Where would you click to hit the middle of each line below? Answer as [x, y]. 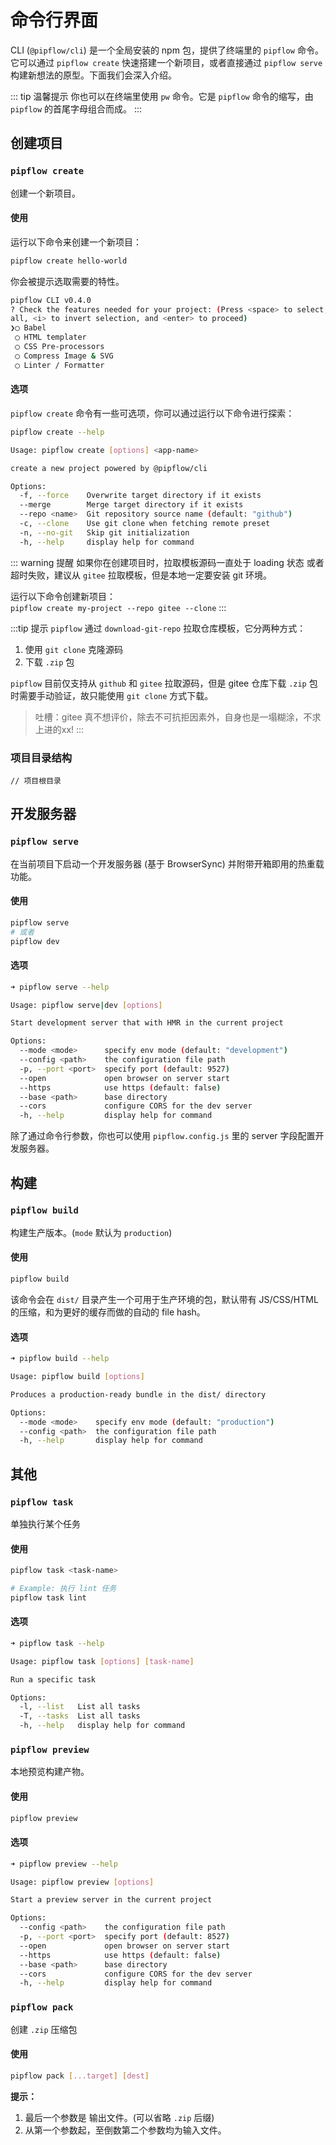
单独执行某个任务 [45, 1523]
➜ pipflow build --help [60, 1359]
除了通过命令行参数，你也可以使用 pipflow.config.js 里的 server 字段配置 [163, 1136]
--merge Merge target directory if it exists [131, 505]
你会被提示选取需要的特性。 [67, 281]
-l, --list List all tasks [80, 1707]
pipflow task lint [48, 1597]
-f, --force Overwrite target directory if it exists [140, 496]
